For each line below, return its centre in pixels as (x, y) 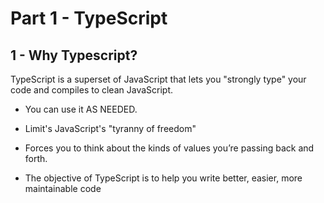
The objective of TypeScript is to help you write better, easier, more (163, 178)
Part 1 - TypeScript (89, 18)
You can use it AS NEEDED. (81, 109)
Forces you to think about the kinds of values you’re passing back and (169, 148)
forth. (36, 158)
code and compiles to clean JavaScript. (92, 90)
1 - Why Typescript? (74, 55)
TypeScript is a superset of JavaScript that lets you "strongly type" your (158, 79)
